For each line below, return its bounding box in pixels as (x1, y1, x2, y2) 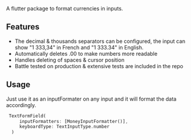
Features (6, 22, 40, 32)
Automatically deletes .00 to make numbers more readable (14, 50, 158, 57)
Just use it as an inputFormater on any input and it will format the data (6, 95, 177, 102)
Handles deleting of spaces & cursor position (14, 56, 125, 64)
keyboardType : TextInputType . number (19, 124, 110, 130)
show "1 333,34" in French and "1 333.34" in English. (14, 44, 144, 51)
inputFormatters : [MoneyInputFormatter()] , (19, 118, 128, 124)
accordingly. (6, 101, 37, 108)
